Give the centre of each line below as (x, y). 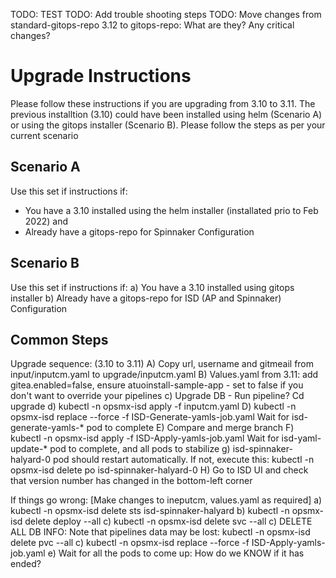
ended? (26, 564)
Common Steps (59, 339)
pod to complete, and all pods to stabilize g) (140, 449)
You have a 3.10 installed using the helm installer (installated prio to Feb (171, 210)
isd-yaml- (301, 438)
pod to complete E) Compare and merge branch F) (190, 428)
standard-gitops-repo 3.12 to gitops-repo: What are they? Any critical (152, 25)
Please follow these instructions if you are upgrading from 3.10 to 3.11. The (163, 103)
